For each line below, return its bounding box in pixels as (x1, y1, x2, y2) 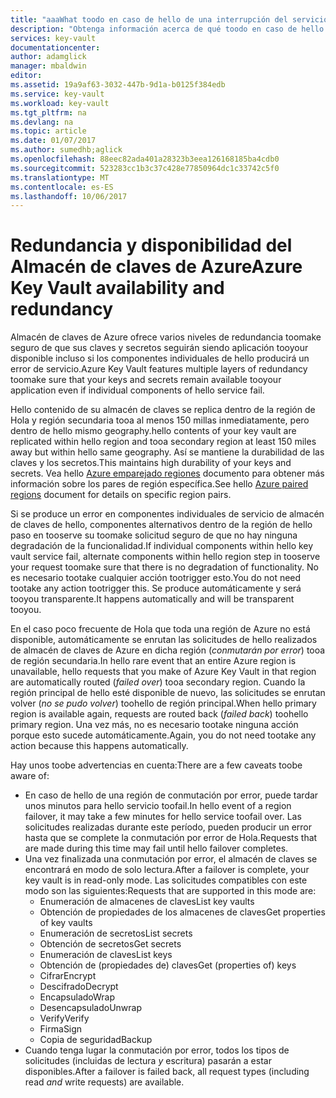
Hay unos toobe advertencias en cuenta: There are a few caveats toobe (10, 759, 303, 771)
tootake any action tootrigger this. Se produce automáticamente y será (10, 582, 302, 595)
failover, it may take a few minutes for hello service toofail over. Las (24, 811, 302, 823)
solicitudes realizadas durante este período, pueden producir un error (24, 821, 313, 833)
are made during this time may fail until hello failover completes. (24, 842, 289, 855)
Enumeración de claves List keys (39, 949, 173, 961)
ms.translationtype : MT (10, 172, 110, 183)
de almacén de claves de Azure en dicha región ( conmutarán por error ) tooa (10, 644, 326, 656)
